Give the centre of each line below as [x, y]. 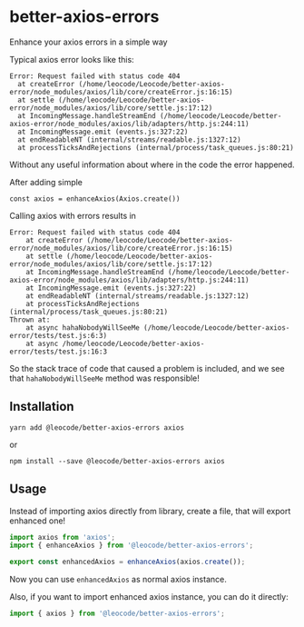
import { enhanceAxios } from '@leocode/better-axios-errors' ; [132, 546]
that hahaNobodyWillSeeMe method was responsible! [104, 378]
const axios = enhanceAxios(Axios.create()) [95, 199]
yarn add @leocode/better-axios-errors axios [97, 428]
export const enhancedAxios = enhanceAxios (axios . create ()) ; [127, 562]
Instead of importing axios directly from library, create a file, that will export [150, 511]
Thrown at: [30, 320]
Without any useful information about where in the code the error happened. [152, 164]
